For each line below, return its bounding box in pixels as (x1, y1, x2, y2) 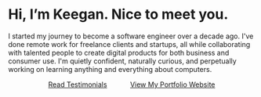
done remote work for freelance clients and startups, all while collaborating (8, 39, 251, 48)
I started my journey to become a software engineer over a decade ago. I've (8, 31, 254, 41)
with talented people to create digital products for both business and (8, 48, 230, 57)
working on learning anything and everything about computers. (8, 64, 212, 74)
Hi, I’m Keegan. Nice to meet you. (8, 5, 229, 23)
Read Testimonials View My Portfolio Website (48, 80, 216, 89)
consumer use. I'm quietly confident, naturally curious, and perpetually (8, 56, 237, 66)
